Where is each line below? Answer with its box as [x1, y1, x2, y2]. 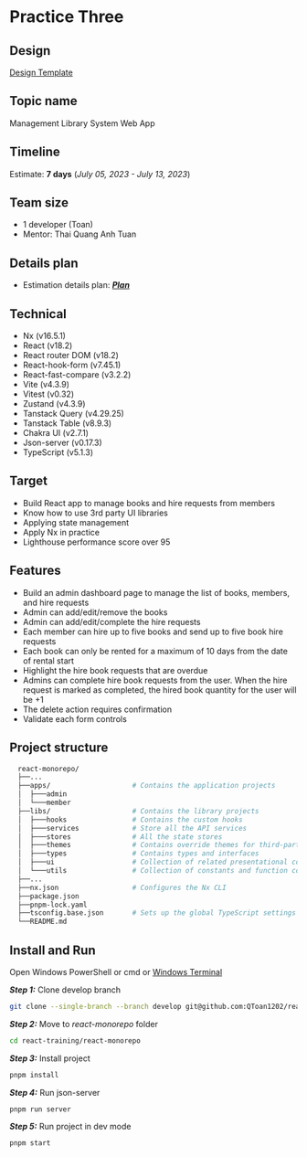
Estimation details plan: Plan [22, 280, 131, 291]
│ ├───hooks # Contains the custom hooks [17, 815, 244, 824]
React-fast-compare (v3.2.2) [22, 369, 132, 380]
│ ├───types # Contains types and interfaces [17, 849, 259, 858]
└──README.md [17, 917, 68, 927]
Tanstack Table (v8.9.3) [22, 418, 112, 429]
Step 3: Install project [9, 1053, 91, 1064]
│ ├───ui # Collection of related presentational [17, 857, 288, 867]
